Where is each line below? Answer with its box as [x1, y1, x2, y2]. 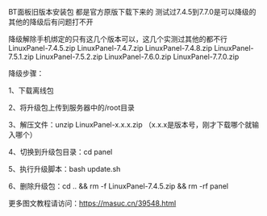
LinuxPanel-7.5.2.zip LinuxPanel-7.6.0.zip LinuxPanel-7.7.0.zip [35, 52, 240, 61]
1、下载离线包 [8, 85, 54, 95]
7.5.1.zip [8, 52, 35, 61]
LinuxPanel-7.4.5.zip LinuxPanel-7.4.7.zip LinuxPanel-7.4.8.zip [8, 44, 212, 52]
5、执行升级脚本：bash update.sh [8, 164, 121, 173]
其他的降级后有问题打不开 [8, 17, 94, 27]
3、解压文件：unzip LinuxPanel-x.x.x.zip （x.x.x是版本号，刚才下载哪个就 [8, 120, 252, 129]
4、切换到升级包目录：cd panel [8, 147, 113, 156]
